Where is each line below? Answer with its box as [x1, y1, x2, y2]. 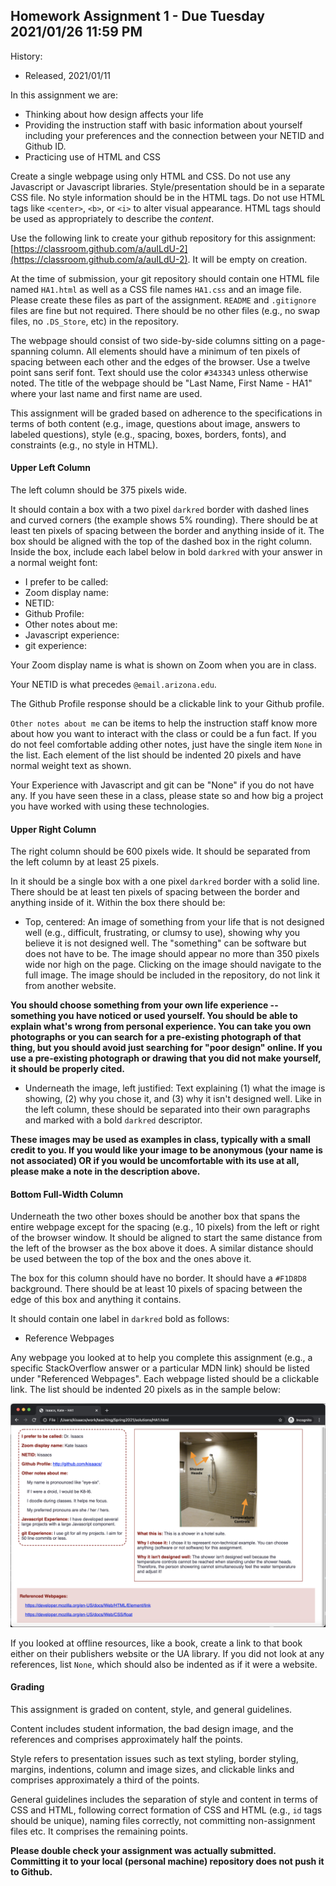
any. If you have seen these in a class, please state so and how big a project [10, 790, 324, 802]
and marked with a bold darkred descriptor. [24, 1114, 203, 1126]
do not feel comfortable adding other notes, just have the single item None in [10, 739, 323, 751]
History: [10, 50, 43, 62]
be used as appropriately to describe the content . [10, 212, 215, 224]
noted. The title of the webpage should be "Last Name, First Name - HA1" [10, 377, 313, 389]
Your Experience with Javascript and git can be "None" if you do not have [10, 779, 315, 791]
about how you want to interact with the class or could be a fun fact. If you [10, 728, 317, 740]
